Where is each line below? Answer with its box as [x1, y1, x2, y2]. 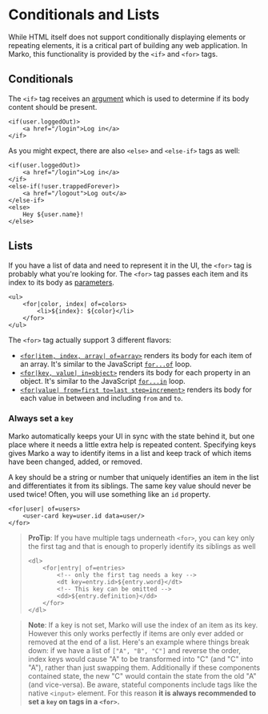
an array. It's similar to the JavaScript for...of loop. [19, 359, 192, 369]
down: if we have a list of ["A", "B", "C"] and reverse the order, [27, 645, 242, 655]
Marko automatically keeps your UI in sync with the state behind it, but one [8, 431, 255, 441]
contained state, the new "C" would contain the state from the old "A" [27, 671, 258, 680]
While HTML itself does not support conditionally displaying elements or [8, 32, 246, 42]
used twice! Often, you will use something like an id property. [8, 489, 211, 498]
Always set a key [8, 413, 74, 424]
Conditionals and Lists [8, 6, 160, 24]
